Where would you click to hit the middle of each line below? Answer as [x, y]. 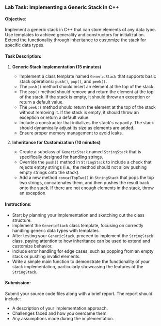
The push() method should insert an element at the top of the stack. [87, 87]
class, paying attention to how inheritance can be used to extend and [81, 241]
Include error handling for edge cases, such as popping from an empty [83, 251]
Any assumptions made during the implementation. [63, 318]
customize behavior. [32, 246]
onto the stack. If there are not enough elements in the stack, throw [87, 188]
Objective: [16, 19]
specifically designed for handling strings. [61, 157]
